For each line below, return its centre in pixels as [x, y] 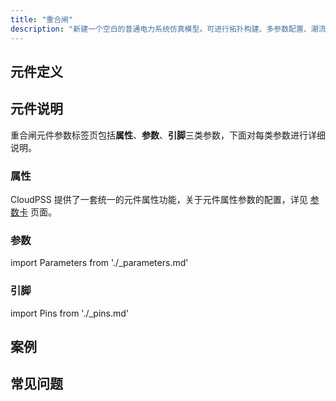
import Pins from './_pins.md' [70, 313]
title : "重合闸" [42, 19]
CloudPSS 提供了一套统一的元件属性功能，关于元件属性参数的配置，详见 [159, 199]
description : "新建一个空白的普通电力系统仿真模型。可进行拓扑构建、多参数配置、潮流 [168, 29]
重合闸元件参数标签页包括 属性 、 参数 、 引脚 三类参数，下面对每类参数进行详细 [168, 135]
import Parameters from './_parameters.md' [99, 263]
